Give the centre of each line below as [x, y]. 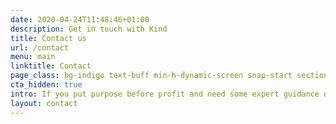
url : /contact [40, 47]
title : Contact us [48, 38]
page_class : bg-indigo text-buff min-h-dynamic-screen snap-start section [169, 76]
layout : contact [44, 103]
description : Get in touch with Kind [89, 29]
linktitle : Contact [51, 66]
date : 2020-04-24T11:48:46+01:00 [80, 19]
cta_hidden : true [46, 85]
